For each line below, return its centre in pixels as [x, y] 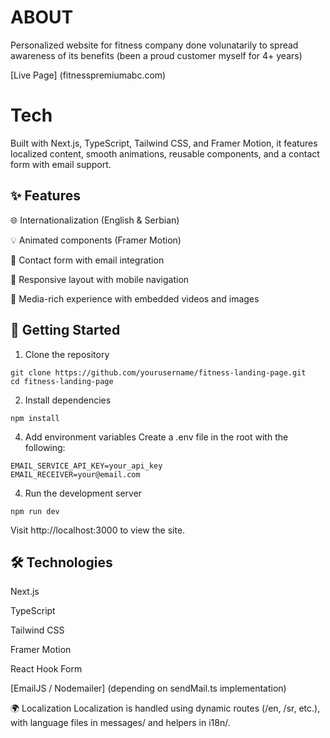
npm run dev [35, 511]
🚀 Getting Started [65, 330]
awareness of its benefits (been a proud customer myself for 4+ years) [156, 55]
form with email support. [61, 164]
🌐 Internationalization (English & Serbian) [95, 220]
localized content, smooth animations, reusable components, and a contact [165, 153]
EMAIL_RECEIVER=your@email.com [75, 474]
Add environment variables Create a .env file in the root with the [156, 437]
